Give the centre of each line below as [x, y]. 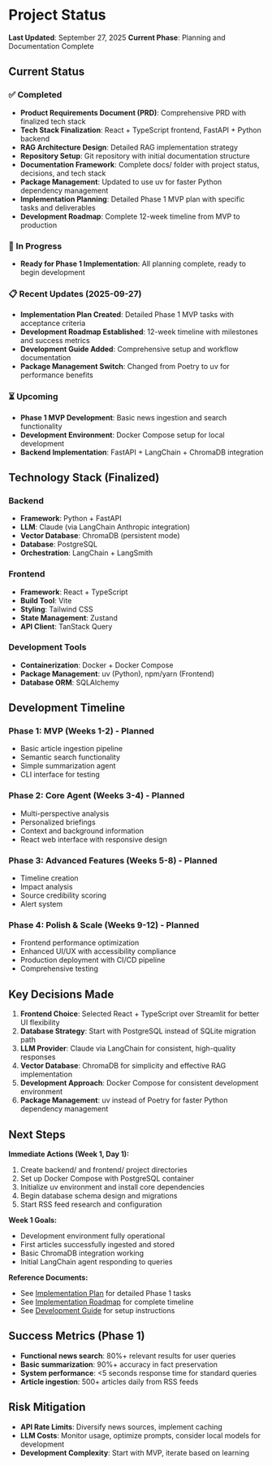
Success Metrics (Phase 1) [77, 1336]
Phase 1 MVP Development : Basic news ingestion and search [123, 417]
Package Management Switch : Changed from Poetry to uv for [125, 367]
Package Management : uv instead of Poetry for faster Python [124, 1100]
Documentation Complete [52, 46]
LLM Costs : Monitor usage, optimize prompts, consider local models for [140, 1435]
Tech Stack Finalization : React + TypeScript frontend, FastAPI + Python [141, 130]
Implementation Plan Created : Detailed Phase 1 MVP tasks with [127, 315]
